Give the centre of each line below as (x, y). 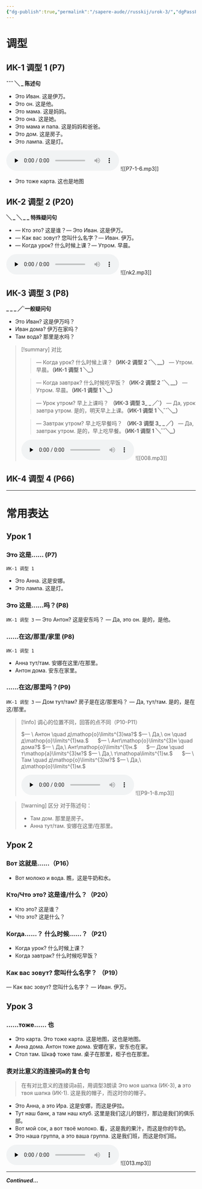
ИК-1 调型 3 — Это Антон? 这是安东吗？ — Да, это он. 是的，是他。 (90, 620)
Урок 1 (19, 536)
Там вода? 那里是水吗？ (45, 337)
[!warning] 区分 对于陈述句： (56, 805)
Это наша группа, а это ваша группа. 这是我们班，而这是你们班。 (97, 1136)
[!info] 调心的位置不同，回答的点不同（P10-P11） (81, 722)
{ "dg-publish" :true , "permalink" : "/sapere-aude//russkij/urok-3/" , (91, 12)
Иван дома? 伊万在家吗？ (47, 329)
